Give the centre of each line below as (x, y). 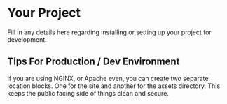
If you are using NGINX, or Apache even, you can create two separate (108, 78)
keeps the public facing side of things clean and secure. (88, 93)
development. (27, 39)
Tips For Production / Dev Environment (94, 62)
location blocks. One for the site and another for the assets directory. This (114, 86)
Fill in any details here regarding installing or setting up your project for (109, 32)
